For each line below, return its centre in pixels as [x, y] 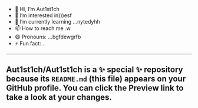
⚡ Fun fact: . [29, 43]
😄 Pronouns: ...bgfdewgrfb [48, 37]
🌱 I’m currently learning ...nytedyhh [57, 22]
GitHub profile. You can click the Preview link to [95, 88]
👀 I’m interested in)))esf [43, 15]
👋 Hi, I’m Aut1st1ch [37, 9]
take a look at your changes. [59, 97]
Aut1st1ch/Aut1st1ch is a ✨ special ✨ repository [95, 70]
